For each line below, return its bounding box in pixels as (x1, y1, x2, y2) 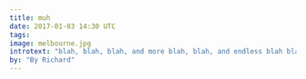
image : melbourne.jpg (9, 38, 92, 48)
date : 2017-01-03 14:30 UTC (9, 22, 117, 31)
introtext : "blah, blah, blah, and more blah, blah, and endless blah (9, 47, 283, 56)
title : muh (9, 13, 51, 23)
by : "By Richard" (9, 55, 76, 64)
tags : (9, 30, 30, 39)
